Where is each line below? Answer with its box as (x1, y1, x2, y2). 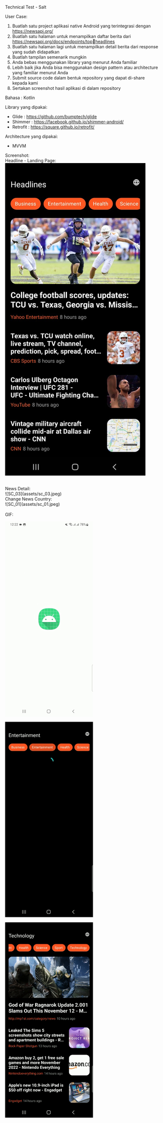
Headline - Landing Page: (5, 158, 57, 163)
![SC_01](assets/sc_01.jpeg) (5, 501, 60, 507)
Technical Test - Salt (5, 4, 46, 10)
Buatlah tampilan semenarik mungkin (12, 54, 87, 60)
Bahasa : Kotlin (5, 95, 35, 101)
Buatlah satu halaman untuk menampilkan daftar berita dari (12, 34, 131, 39)
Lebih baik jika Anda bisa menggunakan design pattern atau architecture (12, 64, 158, 70)
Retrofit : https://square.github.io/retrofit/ (12, 124, 95, 130)
